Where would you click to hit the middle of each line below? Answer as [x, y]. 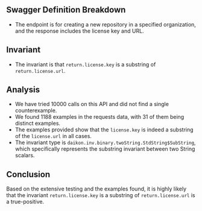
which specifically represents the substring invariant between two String [105, 149]
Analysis [23, 90]
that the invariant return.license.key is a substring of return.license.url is [101, 195]
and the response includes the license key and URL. [79, 31]
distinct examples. [38, 124]
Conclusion [28, 174]
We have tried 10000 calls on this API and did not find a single [92, 104]
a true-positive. [25, 202]
